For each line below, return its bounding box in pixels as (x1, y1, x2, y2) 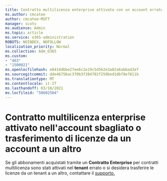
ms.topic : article (5, 30, 43, 35)
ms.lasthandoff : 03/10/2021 (5, 85, 64, 91)
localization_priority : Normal (5, 44, 70, 49)
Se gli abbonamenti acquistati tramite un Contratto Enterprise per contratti (5, 160, 159, 166)
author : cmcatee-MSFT (5, 16, 50, 21)
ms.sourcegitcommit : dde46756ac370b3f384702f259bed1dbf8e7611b (5, 72, 139, 77)
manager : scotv (5, 21, 37, 26)
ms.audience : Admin (5, 26, 46, 31)
